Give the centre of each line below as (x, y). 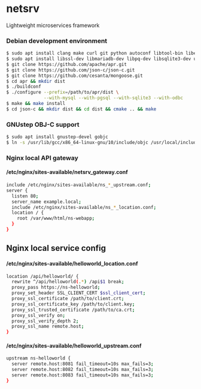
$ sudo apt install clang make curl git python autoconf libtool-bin (95, 53)
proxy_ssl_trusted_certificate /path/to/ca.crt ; (73, 310)
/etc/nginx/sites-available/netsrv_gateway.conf (67, 172)
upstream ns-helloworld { (38, 358)
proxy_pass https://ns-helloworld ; (56, 288)
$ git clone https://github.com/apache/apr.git (67, 64)
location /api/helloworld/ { (42, 276)
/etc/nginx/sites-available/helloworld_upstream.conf (74, 345)
